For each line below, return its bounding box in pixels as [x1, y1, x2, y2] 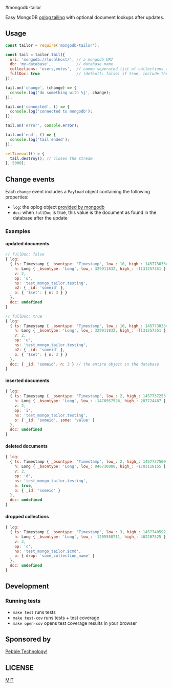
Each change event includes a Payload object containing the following [5, 189, 150, 195]
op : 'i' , [14, 408, 33, 413]
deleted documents [5, 443, 48, 449]
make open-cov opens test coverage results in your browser [12, 620, 137, 626]
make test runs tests [12, 609, 56, 615]
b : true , [14, 483, 33, 488]
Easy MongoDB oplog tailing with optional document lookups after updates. [5, 14, 165, 20]
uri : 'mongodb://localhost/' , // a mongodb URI [10, 57, 114, 62]
